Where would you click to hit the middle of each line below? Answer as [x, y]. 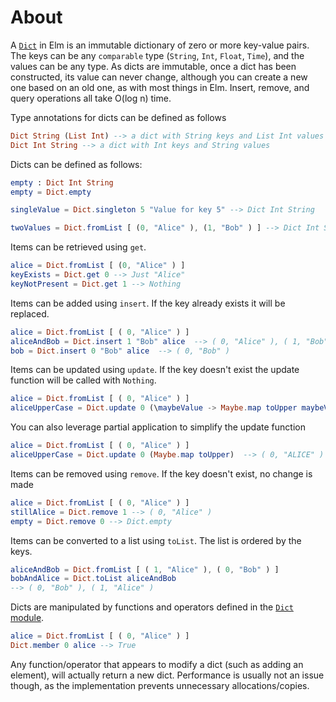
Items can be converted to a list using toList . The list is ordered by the [156, 540]
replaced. [30, 313]
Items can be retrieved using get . [78, 247]
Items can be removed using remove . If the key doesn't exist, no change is [161, 473]
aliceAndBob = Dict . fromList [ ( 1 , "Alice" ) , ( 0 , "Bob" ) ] [145, 569]
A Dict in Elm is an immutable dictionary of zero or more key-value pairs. [160, 45]
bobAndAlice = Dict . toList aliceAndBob [93, 579]
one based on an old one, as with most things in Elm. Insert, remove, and [160, 87]
